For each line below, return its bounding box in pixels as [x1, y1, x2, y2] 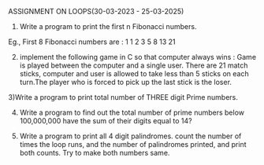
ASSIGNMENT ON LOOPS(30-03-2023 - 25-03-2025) [8, 7, 184, 16]
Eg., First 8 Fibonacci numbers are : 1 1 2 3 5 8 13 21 [8, 37, 176, 46]
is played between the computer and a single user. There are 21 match [19, 60, 248, 70]
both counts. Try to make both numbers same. [19, 148, 170, 157]
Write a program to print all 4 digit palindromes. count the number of [19, 131, 242, 141]
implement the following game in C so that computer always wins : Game [19, 53, 257, 61]
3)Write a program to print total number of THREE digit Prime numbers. [8, 93, 239, 101]
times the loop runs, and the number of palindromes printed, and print [19, 140, 247, 148]
